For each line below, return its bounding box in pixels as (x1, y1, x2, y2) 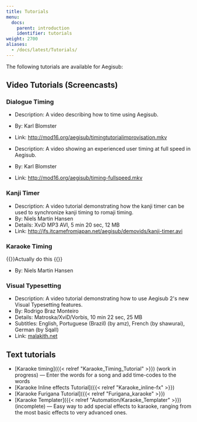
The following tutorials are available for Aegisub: (6, 63, 123, 70)
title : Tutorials (6, 8, 49, 15)
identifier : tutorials (16, 31, 72, 36)
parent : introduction (16, 25, 69, 31)
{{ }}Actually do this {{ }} (6, 255, 63, 262)
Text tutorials (6, 350, 56, 360)
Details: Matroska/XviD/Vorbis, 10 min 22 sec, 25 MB (14, 314, 143, 321)
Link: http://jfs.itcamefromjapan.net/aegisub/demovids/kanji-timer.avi (14, 227, 183, 234)
